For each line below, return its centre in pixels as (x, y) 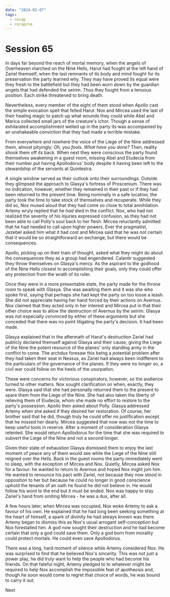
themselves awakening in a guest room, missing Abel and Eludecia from (80, 158)
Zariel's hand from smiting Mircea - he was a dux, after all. (66, 496)
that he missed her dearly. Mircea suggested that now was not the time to (82, 422)
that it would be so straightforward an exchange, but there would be (76, 238)
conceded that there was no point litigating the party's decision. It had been (84, 322)
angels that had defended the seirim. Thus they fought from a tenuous (78, 90)
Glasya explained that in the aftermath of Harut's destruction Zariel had (79, 337)
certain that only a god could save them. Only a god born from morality (79, 533)
